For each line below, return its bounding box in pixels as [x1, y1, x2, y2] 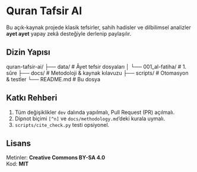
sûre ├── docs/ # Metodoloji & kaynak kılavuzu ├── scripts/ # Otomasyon [6, 69, 189, 77]
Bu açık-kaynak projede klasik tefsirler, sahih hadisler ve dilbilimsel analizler [6, 24, 191, 31]
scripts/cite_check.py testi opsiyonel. [14, 121, 110, 128]
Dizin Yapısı [6, 47, 50, 58]
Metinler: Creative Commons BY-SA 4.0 [6, 154, 106, 161]
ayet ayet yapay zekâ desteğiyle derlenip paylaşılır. [6, 30, 132, 37]
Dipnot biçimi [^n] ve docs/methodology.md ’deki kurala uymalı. [14, 114, 166, 122]
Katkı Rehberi [6, 93, 58, 103]
